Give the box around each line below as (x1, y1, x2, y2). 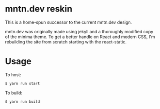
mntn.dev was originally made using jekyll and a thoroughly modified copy (5, 28, 154, 34)
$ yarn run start (5, 81, 40, 86)
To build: (5, 90, 23, 95)
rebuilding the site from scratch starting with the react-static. (5, 39, 127, 44)
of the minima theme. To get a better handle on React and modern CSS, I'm (5, 34, 155, 40)
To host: (5, 71, 21, 78)
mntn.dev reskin (5, 3, 73, 14)
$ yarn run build (5, 99, 40, 104)
